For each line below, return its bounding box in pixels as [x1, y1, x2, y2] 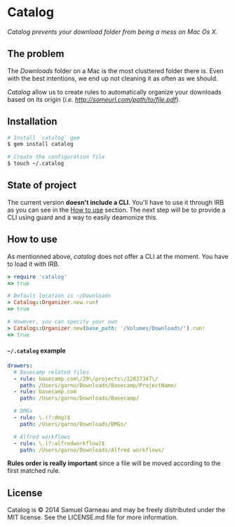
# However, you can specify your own [7, 318, 118, 326]
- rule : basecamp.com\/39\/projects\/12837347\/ [13, 375, 159, 382]
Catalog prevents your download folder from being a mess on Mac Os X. [7, 27, 218, 36]
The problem [7, 48, 65, 60]
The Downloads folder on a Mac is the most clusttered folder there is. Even [7, 66, 224, 75]
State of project [7, 179, 77, 191]
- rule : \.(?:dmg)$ [13, 414, 71, 421]
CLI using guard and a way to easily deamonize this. [7, 212, 158, 222]
